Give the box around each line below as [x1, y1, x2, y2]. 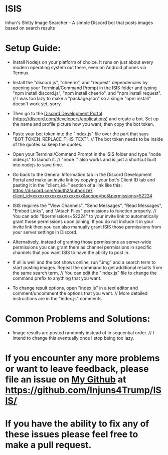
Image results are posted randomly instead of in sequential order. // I [12, 329, 154, 336]
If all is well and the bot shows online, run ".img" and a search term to [12, 259, 156, 265]
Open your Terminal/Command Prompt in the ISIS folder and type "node [12, 151, 161, 157]
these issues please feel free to [5, 429, 138, 440]
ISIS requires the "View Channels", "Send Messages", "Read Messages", [12, 202, 162, 208]
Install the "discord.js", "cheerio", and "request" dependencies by [12, 79, 148, 85]
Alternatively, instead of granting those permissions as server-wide [12, 239, 151, 245]
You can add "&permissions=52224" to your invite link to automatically [12, 213, 159, 219]
